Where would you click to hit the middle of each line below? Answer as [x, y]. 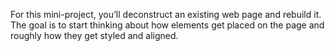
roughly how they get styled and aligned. [94, 35]
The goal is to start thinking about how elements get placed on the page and [167, 25]
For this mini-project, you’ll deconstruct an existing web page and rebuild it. [166, 14]
